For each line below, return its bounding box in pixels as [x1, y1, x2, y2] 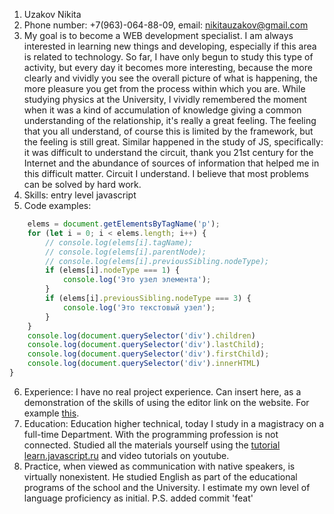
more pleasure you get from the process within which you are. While [23, 83, 306, 94]
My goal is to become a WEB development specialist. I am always [23, 30, 294, 41]
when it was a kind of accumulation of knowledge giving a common [23, 104, 302, 116]
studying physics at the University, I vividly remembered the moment [23, 94, 307, 105]
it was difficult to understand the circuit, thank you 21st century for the [23, 147, 314, 158]
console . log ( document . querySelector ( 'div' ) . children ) [27, 330, 256, 341]
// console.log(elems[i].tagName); [45, 237, 194, 248]
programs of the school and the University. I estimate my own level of [23, 481, 311, 493]
